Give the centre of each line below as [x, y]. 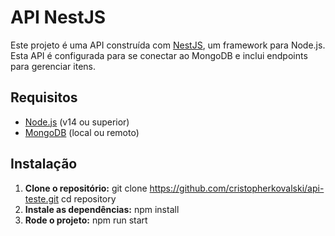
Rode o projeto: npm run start [86, 220]
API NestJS [58, 17]
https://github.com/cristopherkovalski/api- [237, 188]
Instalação [44, 164]
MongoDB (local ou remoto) [82, 132]
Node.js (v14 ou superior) [77, 122]
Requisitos [44, 97]
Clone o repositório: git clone [86, 188]
